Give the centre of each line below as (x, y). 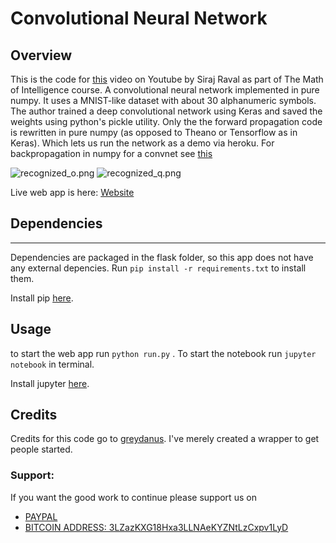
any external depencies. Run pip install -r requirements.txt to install (158, 268)
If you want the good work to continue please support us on (133, 497)
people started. (41, 449)
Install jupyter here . (50, 383)
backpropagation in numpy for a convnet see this (111, 153)
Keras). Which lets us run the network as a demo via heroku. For (142, 143)
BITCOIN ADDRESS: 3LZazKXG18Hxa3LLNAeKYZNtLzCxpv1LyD (156, 527)
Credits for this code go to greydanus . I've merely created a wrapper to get (165, 439)
